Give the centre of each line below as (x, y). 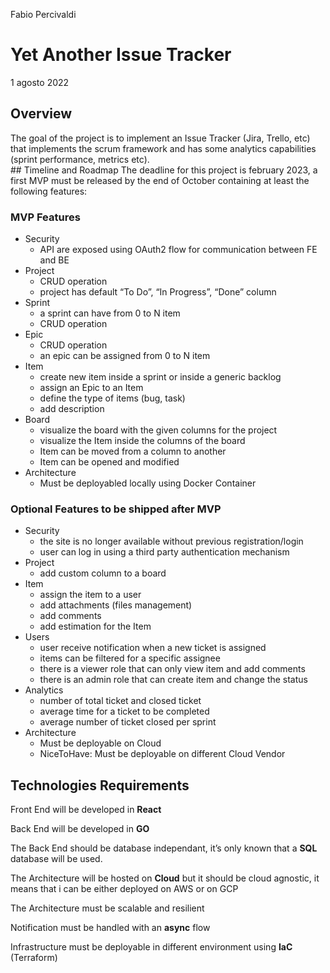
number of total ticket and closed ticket (120, 701)
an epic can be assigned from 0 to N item (125, 356)
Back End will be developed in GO (80, 829)
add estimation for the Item (95, 626)
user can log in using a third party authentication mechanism (164, 552)
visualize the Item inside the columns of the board (142, 441)
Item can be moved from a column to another (133, 451)
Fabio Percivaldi (43, 14)
